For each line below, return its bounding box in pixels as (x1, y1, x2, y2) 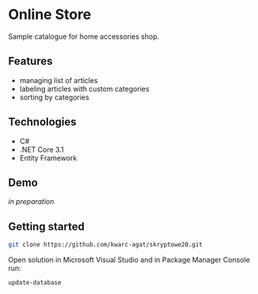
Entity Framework (19, 153, 77, 163)
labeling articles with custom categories (19, 84, 150, 93)
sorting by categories (19, 92, 89, 102)
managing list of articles (19, 75, 99, 85)
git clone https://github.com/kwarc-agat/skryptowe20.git (8, 241, 203, 249)
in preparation (8, 197, 54, 206)
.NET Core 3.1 (19, 145, 65, 154)
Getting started (8, 220, 85, 233)
